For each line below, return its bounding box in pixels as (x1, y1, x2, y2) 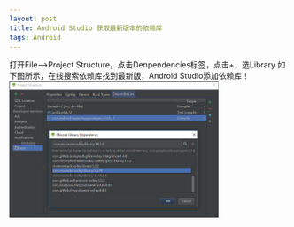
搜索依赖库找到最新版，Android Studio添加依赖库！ (63, 71, 251, 82)
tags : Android (9, 33, 62, 42)
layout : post (9, 14, 58, 23)
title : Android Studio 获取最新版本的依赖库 (9, 23, 163, 33)
